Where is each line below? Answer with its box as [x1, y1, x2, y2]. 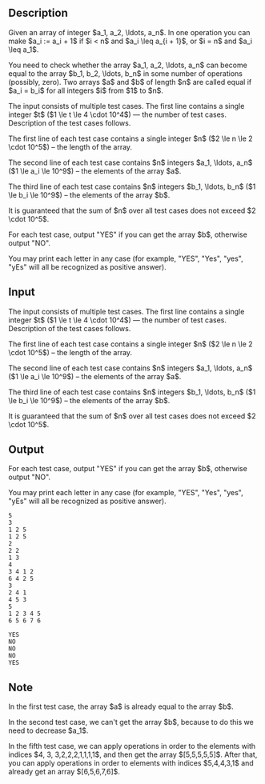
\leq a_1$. [8, 44, 39, 54]
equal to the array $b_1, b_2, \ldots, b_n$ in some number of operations [8, 68, 243, 78]
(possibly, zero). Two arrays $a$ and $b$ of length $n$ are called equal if [8, 77, 252, 86]
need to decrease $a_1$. [8, 726, 89, 735]
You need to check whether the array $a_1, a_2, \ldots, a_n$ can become [8, 60, 248, 70]
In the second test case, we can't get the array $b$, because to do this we [8, 718, 254, 727]
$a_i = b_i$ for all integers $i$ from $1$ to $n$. [8, 86, 164, 95]
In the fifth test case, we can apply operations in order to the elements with [8, 742, 256, 751]
